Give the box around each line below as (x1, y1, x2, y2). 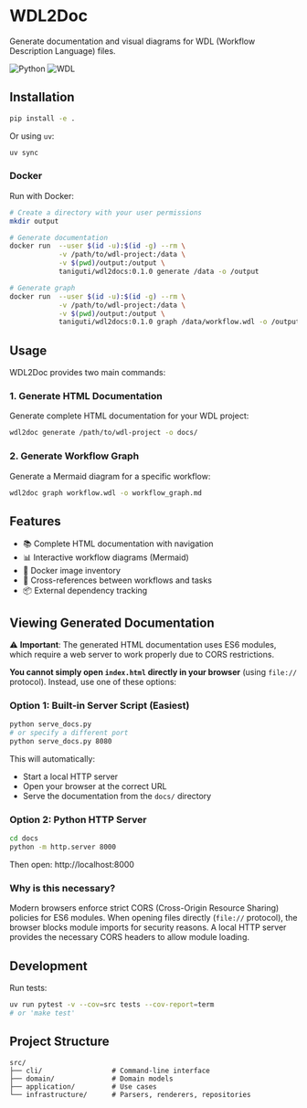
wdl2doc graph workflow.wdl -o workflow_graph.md (9, 488, 203, 498)
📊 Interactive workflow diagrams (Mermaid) (22, 552, 189, 563)
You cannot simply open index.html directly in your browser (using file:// (9, 667, 298, 678)
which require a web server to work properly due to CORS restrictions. (9, 649, 275, 660)
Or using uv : (9, 130, 55, 142)
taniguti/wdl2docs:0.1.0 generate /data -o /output (58, 267, 259, 277)
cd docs (9, 834, 39, 843)
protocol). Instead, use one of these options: (9, 677, 176, 688)
